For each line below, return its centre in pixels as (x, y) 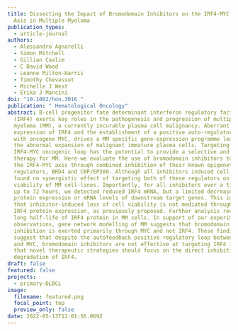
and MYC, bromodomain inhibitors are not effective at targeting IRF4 (120, 244)
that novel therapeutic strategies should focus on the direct (109, 251)
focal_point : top (39, 303)
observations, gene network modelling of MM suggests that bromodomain (122, 224)
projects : (22, 277)
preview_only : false (44, 310)
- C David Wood (36, 66)
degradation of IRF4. (46, 257)
